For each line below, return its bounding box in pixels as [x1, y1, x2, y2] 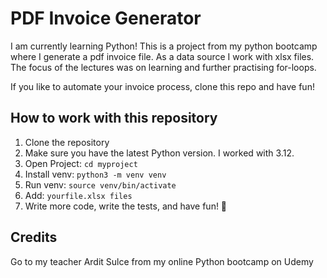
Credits [10, 229, 58, 246]
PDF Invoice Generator [10, 7, 202, 30]
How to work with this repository [10, 110, 218, 127]
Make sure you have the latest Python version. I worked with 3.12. [24, 147, 295, 159]
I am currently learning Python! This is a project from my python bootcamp [10, 40, 318, 52]
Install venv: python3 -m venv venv [24, 168, 167, 180]
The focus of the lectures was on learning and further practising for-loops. [10, 61, 317, 73]
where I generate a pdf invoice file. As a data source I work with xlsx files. [10, 50, 315, 62]
